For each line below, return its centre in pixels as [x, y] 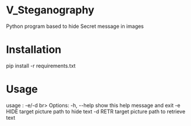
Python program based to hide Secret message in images [75, 26]
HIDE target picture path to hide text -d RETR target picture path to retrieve [96, 111]
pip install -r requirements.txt [41, 66]
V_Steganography [50, 10]
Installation [34, 50]
